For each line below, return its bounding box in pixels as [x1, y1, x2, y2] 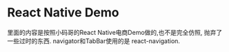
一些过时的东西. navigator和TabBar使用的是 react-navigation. [7, 36, 181, 45]
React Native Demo [7, 5, 119, 21]
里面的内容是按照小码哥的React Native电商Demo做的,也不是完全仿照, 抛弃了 [7, 28, 223, 36]
